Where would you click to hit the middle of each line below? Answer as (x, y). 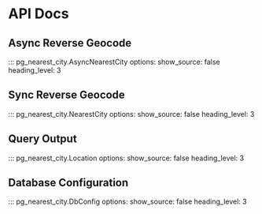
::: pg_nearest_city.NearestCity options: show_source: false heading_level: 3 (131, 114)
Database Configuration (68, 183)
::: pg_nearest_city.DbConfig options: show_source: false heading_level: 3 (127, 201)
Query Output (42, 139)
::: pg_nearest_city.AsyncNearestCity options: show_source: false (114, 62)
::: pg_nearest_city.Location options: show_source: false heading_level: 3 (126, 158)
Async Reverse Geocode (70, 43)
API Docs (39, 14)
